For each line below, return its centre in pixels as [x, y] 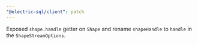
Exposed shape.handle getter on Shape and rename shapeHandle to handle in [99, 29]
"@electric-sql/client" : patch [45, 12]
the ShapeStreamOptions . [36, 35]
